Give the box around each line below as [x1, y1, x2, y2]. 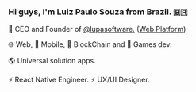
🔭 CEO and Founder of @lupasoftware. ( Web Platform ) [8, 25, 186, 34]
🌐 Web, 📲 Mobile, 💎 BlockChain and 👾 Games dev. [8, 40, 172, 49]
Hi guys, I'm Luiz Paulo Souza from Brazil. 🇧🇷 [8, 6, 188, 17]
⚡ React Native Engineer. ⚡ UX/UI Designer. [8, 75, 150, 85]
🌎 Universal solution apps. [8, 56, 97, 66]
